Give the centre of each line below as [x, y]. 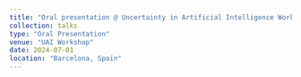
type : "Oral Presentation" [60, 34]
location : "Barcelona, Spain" [66, 58]
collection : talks [43, 26]
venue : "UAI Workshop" [52, 42]
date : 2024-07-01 [42, 50]
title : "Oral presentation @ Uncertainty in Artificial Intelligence [142, 17]
